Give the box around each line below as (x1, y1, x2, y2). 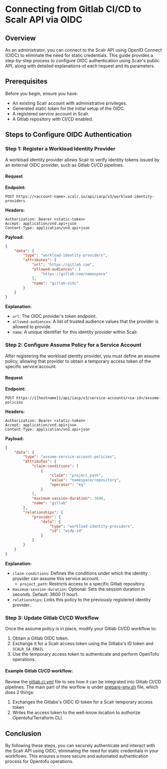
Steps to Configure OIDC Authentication (5, 130, 132, 139)
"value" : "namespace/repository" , (49, 478, 121, 482)
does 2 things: (5, 689, 35, 695)
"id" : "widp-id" (49, 528, 83, 533)
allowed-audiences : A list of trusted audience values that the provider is (12, 318, 159, 324)
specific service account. (5, 363, 57, 369)
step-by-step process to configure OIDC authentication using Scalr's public (5, 58, 160, 63)
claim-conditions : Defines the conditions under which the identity (12, 570, 148, 576)
